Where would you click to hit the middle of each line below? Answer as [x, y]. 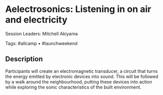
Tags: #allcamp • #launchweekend [41, 43]
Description [24, 59]
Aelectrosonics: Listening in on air [78, 9]
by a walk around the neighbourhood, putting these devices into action [79, 81]
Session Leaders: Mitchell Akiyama [42, 33]
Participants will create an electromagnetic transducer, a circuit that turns [82, 71]
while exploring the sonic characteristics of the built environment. [73, 87]
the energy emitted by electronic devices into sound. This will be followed [82, 76]
